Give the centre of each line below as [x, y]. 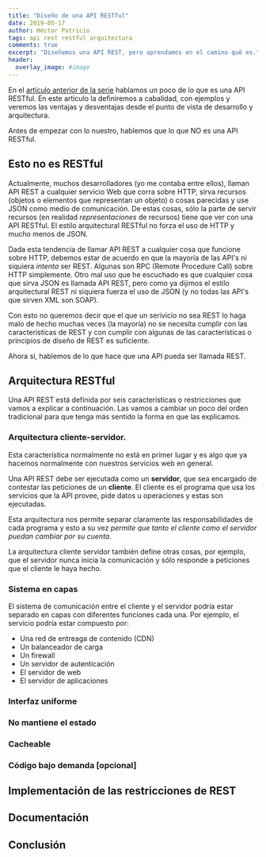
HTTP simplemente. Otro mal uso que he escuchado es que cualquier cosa [131, 274]
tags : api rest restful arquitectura [70, 38]
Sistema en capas [43, 589]
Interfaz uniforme [43, 701]
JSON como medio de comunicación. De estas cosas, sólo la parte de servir [133, 208]
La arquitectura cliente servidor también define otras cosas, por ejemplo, [127, 551]
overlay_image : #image [53, 68]
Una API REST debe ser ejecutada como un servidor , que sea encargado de [133, 478]
